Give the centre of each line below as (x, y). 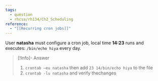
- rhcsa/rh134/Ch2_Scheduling (41, 19)
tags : (11, 10)
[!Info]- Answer (33, 58)
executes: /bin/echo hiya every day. (43, 48)
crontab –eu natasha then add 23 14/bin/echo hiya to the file (89, 68)
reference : (17, 24)
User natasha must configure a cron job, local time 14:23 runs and (74, 43)
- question (21, 15)
